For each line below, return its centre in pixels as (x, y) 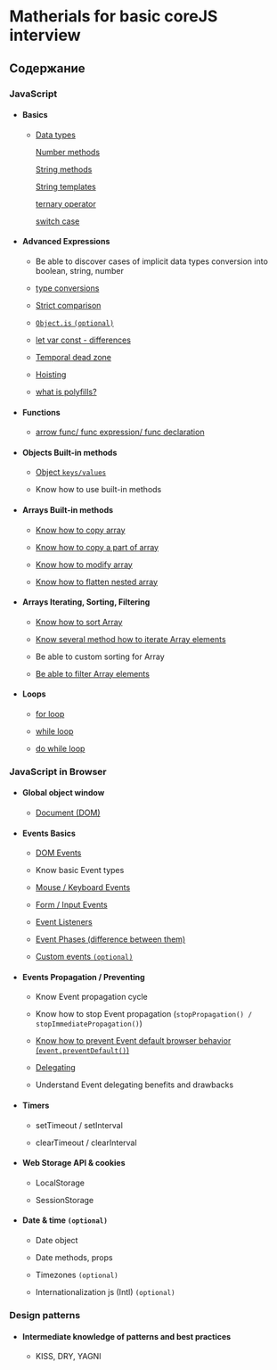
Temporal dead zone (73, 357)
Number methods (68, 152)
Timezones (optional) (77, 1275)
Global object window (63, 793)
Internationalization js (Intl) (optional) (105, 1292)
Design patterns (45, 1315)
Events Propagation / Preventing (83, 977)
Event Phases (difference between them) (110, 939)
